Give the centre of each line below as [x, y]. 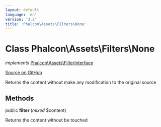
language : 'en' [21, 15]
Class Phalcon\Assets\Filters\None [80, 49]
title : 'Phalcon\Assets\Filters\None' [46, 24]
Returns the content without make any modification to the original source [81, 82]
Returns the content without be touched [47, 120]
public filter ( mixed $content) [36, 110]
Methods [20, 98]
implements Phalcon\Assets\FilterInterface [49, 63]
